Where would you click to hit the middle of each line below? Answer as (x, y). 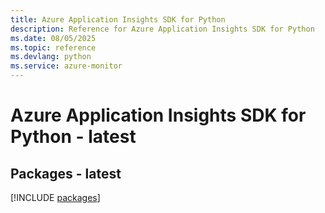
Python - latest (73, 137)
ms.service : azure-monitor (66, 66)
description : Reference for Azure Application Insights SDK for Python (162, 29)
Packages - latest (66, 173)
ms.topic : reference (53, 47)
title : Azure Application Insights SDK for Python (118, 19)
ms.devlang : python (51, 57)
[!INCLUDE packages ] (55, 197)
